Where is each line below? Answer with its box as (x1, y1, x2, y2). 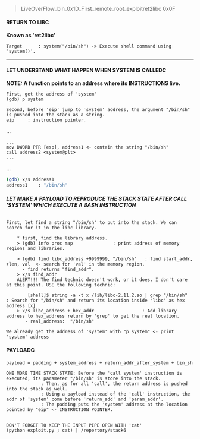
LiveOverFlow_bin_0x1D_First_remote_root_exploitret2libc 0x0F (20, 5, 176, 12)
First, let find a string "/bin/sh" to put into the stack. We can (6, 220, 177, 226)
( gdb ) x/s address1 (6, 176, 55, 183)
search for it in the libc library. (6, 225, 97, 231)
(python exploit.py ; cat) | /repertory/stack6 (6, 427, 127, 433)
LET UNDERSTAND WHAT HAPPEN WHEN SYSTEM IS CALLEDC (6, 67, 167, 74)
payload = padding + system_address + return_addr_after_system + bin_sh (6, 359, 193, 366)
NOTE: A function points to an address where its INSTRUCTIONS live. (6, 80, 180, 87)
